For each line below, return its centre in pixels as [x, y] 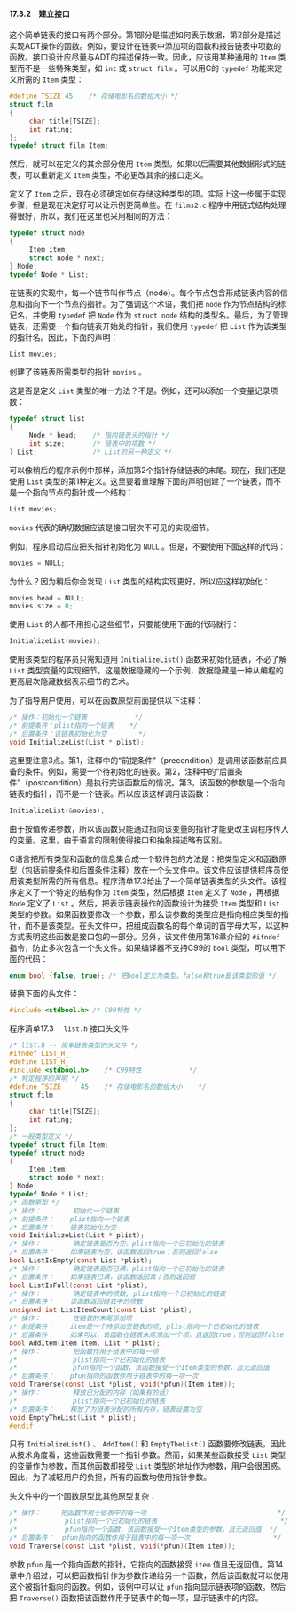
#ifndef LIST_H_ [39, 1054]
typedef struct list [47, 419]
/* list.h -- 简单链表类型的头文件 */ [74, 1045]
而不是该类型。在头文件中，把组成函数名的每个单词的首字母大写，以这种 [157, 925]
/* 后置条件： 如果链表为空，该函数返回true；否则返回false [114, 1253]
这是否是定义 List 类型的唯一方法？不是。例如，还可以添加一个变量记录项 [144, 391]
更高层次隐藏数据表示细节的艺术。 [71, 681]
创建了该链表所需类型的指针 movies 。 [78, 372]
